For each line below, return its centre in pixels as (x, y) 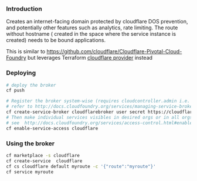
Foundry (16, 58)
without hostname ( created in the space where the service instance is (91, 34)
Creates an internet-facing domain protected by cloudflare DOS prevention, (97, 22)
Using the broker (30, 144)
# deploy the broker (31, 85)
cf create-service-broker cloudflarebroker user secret (76, 112)
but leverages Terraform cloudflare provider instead (90, 58)
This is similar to (26, 52)
